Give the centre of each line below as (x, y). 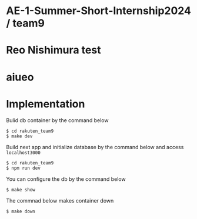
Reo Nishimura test (54, 50)
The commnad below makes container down (60, 200)
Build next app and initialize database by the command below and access (95, 147)
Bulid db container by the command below (57, 120)
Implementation (46, 104)
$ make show (21, 190)
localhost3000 (24, 153)
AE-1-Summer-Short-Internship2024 (98, 11)
